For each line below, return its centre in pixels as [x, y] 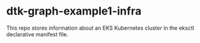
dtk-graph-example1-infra [74, 11]
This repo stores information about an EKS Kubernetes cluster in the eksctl [100, 28]
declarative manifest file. [37, 34]
